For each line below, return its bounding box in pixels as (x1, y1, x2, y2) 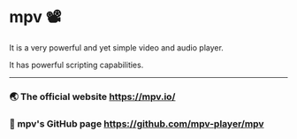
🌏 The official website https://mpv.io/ (9, 90, 176, 103)
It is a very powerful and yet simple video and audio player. (9, 42, 224, 53)
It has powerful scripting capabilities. (9, 59, 144, 70)
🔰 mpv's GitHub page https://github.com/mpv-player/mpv (9, 117, 264, 129)
